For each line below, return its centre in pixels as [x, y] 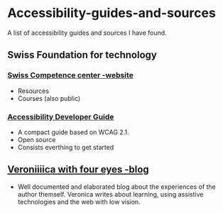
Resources [33, 91]
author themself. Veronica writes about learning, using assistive [110, 194]
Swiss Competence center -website [70, 75]
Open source [37, 139]
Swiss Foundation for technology [82, 55]
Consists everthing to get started [66, 147]
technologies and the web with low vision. [79, 202]
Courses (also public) [49, 98]
